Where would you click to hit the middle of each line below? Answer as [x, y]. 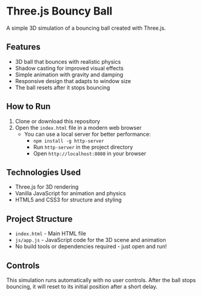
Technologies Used [43, 172]
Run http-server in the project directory [83, 147]
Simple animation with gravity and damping [69, 75]
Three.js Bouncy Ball [59, 11]
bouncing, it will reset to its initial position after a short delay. [82, 287]
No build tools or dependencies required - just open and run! [91, 246]
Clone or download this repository [58, 121]
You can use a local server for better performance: [87, 134]
